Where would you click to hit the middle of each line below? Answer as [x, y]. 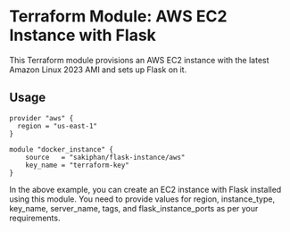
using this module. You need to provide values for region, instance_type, [142, 199]
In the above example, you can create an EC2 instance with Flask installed [145, 189]
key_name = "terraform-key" [77, 165]
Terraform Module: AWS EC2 [118, 17]
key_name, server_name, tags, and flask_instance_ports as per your [134, 208]
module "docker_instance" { [62, 149]
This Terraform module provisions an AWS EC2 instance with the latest [139, 60]
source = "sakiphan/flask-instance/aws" [105, 157]
